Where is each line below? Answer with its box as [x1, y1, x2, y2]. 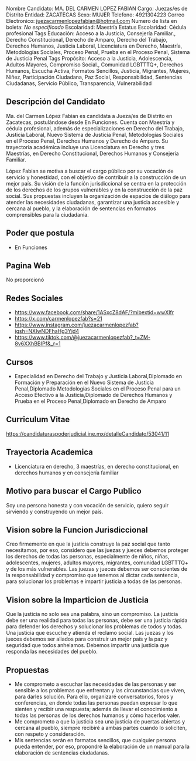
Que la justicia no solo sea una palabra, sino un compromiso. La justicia [6, 611, 178, 618]
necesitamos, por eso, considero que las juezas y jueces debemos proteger [6, 547, 189, 554]
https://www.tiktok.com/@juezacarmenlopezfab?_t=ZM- [14, 334, 151, 341]
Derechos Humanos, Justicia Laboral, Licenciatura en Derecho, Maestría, [6, 42, 183, 49]
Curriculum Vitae [6, 415, 70, 425]
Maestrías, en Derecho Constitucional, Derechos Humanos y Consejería [6, 150, 180, 157]
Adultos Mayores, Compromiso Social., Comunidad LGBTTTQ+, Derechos [6, 61, 183, 68]
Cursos [6, 357, 33, 367]
